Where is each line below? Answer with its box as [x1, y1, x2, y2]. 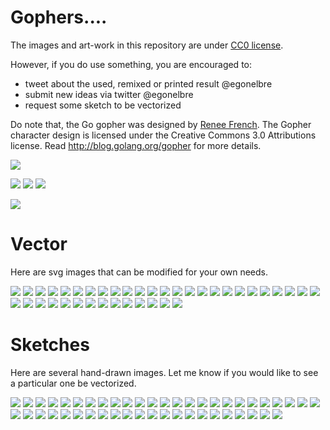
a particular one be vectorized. [10, 377, 137, 389]
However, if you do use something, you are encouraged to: [10, 58, 253, 70]
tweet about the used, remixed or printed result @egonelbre [24, 77, 273, 90]
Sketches [10, 334, 90, 356]
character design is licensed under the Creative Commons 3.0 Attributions [10, 129, 317, 141]
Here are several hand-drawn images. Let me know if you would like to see [10, 366, 319, 378]
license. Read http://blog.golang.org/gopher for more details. [10, 139, 262, 151]
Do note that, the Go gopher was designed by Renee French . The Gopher [10, 118, 312, 130]
